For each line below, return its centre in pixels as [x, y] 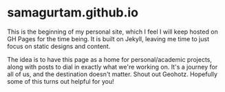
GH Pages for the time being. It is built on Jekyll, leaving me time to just [108, 38]
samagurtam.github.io [73, 13]
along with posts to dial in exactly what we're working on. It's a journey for [112, 67]
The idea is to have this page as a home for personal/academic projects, [109, 59]
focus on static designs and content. [59, 46]
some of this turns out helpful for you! [61, 81]
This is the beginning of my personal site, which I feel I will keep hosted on [112, 32]
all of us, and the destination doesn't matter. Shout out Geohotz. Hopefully [112, 74]
